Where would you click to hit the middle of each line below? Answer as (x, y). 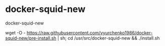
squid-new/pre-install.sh (31, 38)
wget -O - (15, 32)
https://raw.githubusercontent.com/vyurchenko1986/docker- (90, 32)
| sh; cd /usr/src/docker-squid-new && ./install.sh (108, 38)
